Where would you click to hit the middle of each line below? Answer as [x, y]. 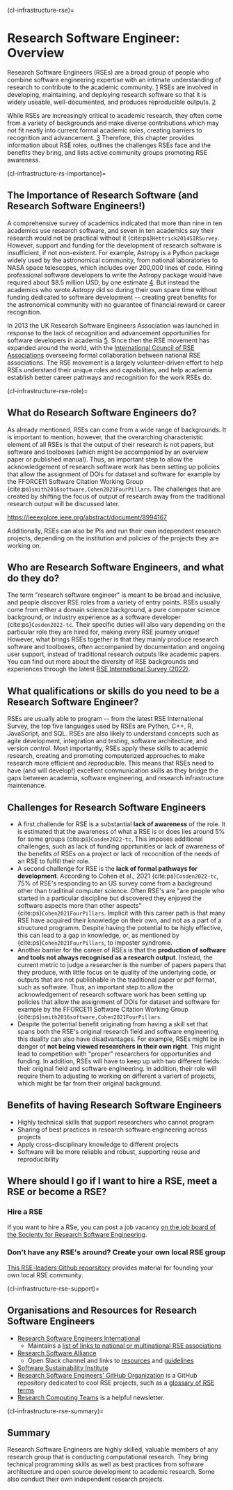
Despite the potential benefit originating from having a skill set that [113, 1024]
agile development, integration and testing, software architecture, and [107, 741]
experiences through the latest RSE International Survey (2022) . [99, 669]
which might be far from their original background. [89, 1083]
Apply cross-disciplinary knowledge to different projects [98, 1144]
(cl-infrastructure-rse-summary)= [56, 1411]
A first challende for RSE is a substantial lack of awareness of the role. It [121, 824]
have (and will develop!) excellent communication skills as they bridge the [113, 770]
